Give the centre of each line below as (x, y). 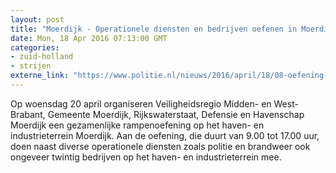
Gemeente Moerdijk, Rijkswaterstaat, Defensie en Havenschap (176, 114)
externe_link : (40, 76)
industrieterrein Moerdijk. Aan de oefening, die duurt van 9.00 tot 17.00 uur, (165, 135)
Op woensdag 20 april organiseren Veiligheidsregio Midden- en (141, 103)
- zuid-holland (42, 57)
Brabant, (28, 114)
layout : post (37, 19)
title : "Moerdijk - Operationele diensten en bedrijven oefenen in (154, 29)
